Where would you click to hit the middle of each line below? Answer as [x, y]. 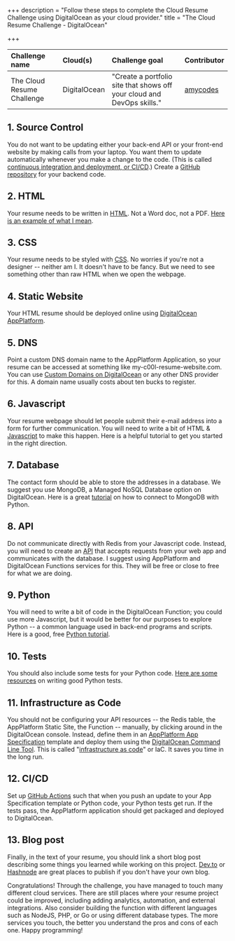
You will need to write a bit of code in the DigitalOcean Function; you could [115, 612]
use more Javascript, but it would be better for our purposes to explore [109, 619]
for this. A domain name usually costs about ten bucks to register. [102, 382]
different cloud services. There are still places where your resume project [113, 893]
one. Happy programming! [45, 930]
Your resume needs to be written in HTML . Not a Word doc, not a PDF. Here [116, 213]
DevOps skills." [137, 103]
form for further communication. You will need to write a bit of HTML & [109, 428]
